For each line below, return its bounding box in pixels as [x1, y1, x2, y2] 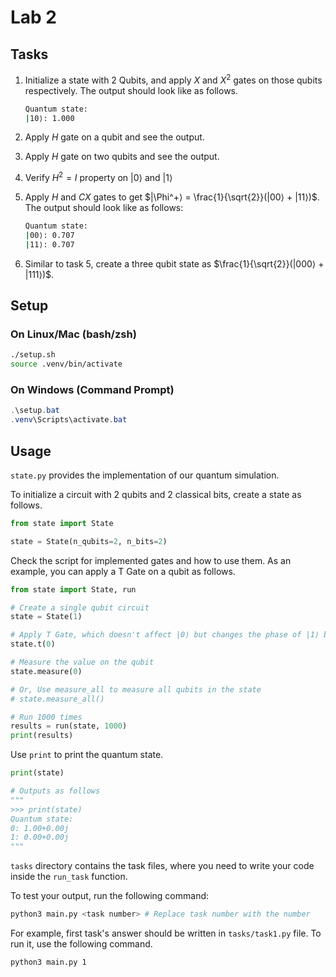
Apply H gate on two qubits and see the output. [24, 151, 220, 163]
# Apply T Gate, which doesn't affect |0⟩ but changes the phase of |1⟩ [10, 630, 320, 640]
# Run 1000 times [10, 712, 83, 722]
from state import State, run [10, 584, 137, 595]
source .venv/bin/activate [10, 359, 123, 370]
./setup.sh [10, 350, 56, 360]
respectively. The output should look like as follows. [24, 84, 239, 96]
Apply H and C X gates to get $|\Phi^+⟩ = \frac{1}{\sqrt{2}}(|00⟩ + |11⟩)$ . [24, 191, 320, 203]
